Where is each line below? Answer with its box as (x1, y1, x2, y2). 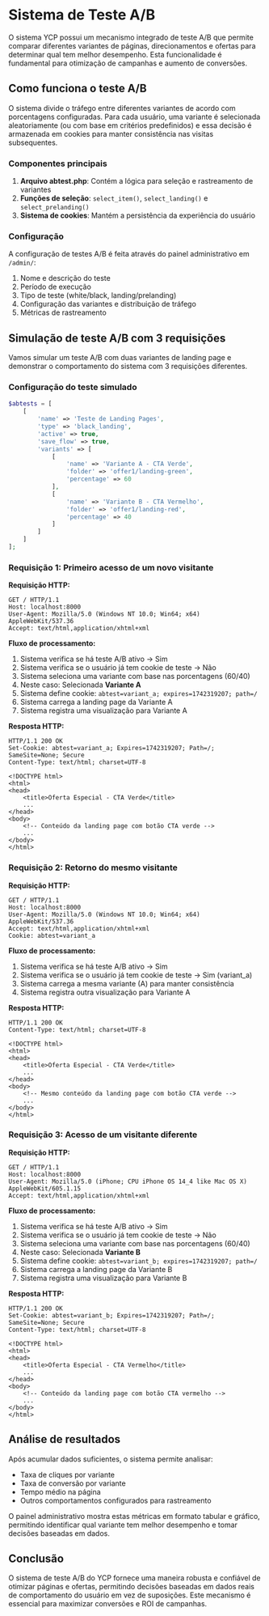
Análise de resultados (8, 1432, 121, 1446)
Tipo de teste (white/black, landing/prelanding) (19, 291, 177, 300)
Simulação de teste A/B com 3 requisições (8, 331, 226, 345)
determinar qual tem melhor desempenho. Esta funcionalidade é (8, 49, 222, 59)
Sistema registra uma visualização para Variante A (19, 706, 187, 715)
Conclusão (8, 1552, 65, 1566)
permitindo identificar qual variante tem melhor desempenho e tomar (8, 1520, 238, 1529)
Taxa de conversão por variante (19, 1478, 127, 1488)
